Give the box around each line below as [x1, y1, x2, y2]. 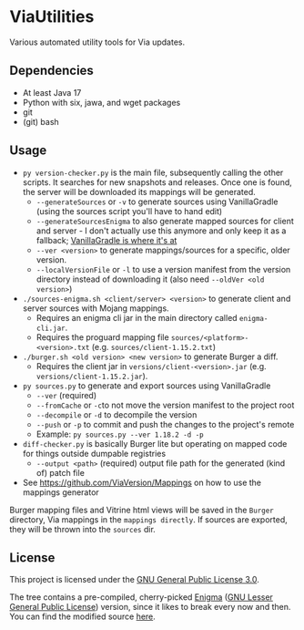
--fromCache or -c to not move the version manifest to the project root [35, 399, 295, 410]
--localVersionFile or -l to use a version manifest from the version [35, 263, 291, 274]
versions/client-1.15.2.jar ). [35, 370, 148, 381]
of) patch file [35, 467, 85, 478]
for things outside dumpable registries [22, 448, 167, 459]
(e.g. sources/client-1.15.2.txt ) [91, 341, 217, 352]
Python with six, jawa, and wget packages [22, 97, 181, 108]
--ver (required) [35, 389, 97, 400]
